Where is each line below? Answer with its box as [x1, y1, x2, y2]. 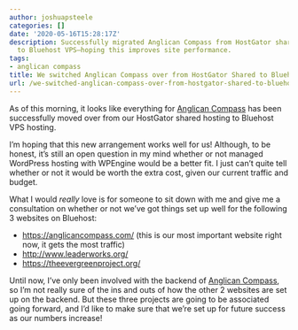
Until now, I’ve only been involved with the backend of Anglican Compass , [9, 275, 280, 286]
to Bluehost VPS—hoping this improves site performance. [17, 46, 232, 55]
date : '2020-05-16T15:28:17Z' [9, 29, 122, 38]
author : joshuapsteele [9, 12, 93, 22]
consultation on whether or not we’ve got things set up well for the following [9, 203, 288, 213]
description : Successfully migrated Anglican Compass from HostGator [9, 37, 272, 47]
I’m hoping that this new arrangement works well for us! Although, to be [9, 139, 271, 150]
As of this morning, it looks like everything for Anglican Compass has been [9, 103, 282, 113]
